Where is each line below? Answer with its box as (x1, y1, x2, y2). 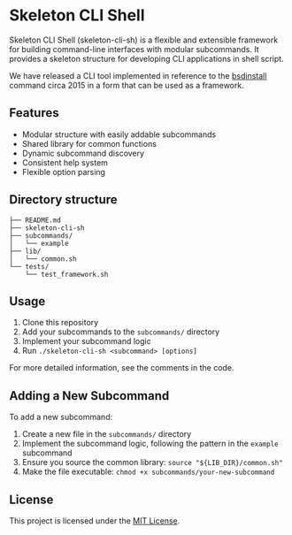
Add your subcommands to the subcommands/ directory (21, 326, 220, 337)
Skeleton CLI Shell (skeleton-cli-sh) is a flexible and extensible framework (9, 34, 279, 45)
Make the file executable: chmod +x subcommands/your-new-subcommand (21, 466, 275, 478)
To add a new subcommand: (9, 412, 113, 423)
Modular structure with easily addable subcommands (21, 129, 217, 140)
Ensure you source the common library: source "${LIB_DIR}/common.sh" (21, 457, 283, 468)
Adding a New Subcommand (9, 388, 170, 403)
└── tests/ (9, 262, 50, 271)
